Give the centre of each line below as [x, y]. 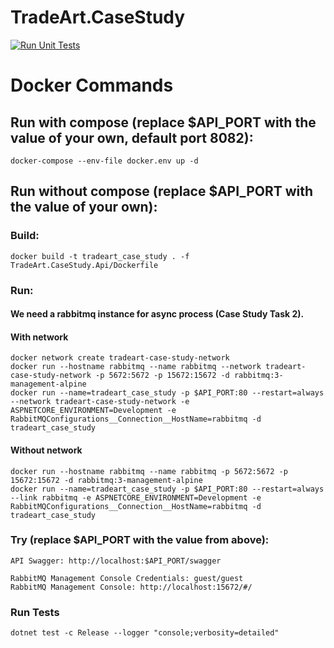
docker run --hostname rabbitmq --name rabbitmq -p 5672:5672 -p [149, 471]
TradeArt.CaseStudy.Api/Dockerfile [84, 265]
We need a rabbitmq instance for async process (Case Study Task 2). [157, 314]
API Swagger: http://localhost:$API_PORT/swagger [116, 561]
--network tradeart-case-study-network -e [100, 402]
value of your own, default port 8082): [132, 137]
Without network [46, 450]
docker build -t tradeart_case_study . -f [100, 256]
